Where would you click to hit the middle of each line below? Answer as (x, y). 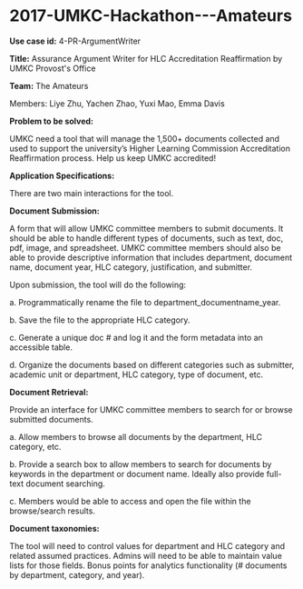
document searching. (66, 484)
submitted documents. (51, 419)
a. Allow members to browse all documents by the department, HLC (136, 436)
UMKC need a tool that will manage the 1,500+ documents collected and (144, 138)
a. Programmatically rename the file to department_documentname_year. (145, 302)
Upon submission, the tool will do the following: (98, 285)
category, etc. (35, 446)
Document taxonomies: (54, 528)
